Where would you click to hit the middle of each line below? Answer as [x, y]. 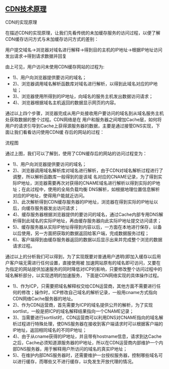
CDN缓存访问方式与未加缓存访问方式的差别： [52, 39]
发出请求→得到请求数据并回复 [36, 56]
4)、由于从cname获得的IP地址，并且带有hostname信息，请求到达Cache [87, 336]
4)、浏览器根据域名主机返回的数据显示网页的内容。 [65, 103]
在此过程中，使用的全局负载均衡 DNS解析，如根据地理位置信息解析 [91, 189]
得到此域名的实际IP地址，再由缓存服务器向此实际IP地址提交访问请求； [89, 221]
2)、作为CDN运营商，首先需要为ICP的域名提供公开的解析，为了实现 [83, 305]
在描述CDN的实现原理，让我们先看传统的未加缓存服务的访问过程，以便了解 [83, 33]
